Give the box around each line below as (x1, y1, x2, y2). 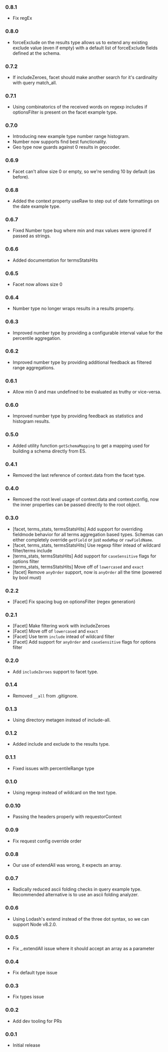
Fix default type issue (12, 970, 58, 976)
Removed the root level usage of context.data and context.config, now (12, 496, 159, 503)
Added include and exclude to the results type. (12, 741, 110, 747)
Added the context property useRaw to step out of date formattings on (12, 198, 159, 204)
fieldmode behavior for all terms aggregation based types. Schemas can (12, 531, 163, 537)
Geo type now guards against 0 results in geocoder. (12, 144, 121, 150)
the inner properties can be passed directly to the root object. (12, 502, 141, 508)
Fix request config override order (12, 838, 82, 844)
